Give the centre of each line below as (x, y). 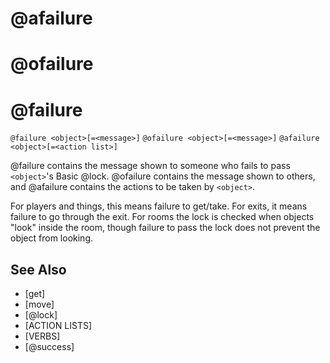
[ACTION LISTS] (58, 326)
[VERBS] (42, 336)
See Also (38, 269)
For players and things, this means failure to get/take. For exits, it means (159, 206)
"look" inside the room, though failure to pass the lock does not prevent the (165, 228)
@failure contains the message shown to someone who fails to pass (150, 166)
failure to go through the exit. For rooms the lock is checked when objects (162, 217)
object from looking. (51, 238)
